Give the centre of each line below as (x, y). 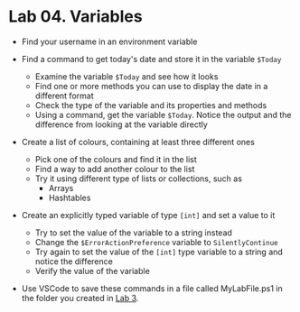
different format (64, 96)
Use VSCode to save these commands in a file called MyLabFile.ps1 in (152, 288)
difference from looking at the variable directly (122, 124)
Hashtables (70, 197)
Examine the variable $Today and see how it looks (127, 76)
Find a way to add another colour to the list (115, 169)
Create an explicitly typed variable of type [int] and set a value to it (148, 215)
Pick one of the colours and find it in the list (116, 159)
